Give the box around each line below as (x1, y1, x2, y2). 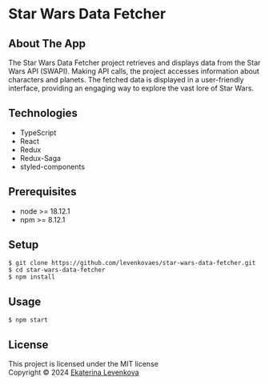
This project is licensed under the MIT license (8, 359, 159, 369)
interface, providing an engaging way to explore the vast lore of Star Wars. (8, 83, 255, 93)
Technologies (8, 106, 78, 120)
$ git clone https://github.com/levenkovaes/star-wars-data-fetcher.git (8, 259, 256, 267)
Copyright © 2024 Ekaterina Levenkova (8, 367, 139, 377)
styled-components (19, 162, 86, 171)
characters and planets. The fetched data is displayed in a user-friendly (8, 75, 244, 84)
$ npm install (8, 273, 56, 281)
